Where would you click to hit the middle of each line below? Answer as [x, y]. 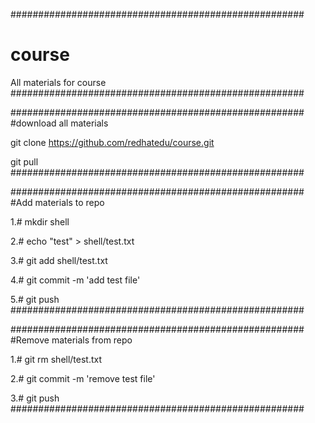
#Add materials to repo [57, 202]
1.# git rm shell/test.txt [56, 359]
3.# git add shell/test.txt [59, 260]
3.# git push [35, 398]
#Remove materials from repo [71, 340]
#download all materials [59, 123]
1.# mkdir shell [40, 221]
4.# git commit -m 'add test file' [75, 280]
